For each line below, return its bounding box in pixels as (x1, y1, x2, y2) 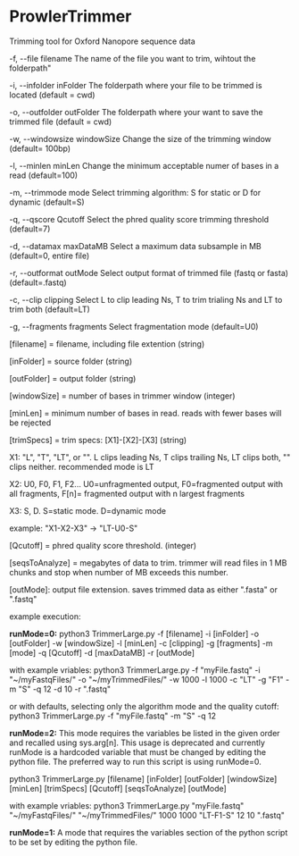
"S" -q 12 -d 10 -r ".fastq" (18, 684, 112, 694)
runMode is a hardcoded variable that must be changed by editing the (9, 746, 266, 757)
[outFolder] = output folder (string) (9, 373, 137, 383)
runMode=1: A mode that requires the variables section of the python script (9, 827, 288, 837)
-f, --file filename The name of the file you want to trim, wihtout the (9, 53, 256, 63)
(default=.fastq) (9, 277, 67, 288)
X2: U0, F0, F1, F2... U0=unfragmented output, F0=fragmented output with (9, 478, 284, 489)
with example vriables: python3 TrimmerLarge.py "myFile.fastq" (9, 800, 245, 810)
